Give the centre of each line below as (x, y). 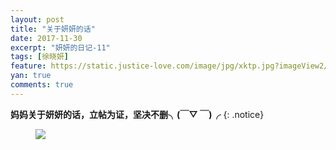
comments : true (42, 85)
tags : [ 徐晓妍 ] (40, 57)
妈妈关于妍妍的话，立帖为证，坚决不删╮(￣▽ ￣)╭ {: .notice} (137, 114)
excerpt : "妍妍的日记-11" (60, 47)
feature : (28, 66)
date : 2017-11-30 (46, 38)
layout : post (37, 19)
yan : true (31, 76)
